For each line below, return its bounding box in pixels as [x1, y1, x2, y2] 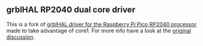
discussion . [6, 33, 35, 41]
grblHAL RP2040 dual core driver [6, 5, 136, 15]
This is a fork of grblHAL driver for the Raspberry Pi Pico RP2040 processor [6, 20, 197, 27]
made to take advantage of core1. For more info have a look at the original [6, 27, 191, 34]
